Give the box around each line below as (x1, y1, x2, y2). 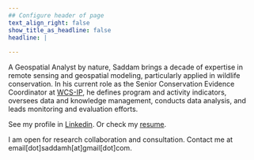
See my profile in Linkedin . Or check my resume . (8, 120, 167, 129)
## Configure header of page (8, 11, 104, 20)
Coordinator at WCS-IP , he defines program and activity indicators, (8, 87, 227, 97)
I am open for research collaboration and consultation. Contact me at (8, 135, 233, 144)
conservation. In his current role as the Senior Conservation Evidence (8, 80, 235, 89)
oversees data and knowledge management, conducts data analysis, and (8, 96, 247, 106)
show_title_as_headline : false (8, 26, 112, 34)
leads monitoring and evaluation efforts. (8, 104, 138, 114)
